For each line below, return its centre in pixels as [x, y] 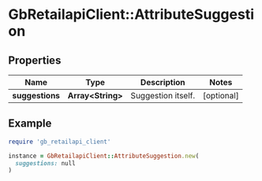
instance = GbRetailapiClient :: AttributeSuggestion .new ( [104, 156]
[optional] [221, 96]
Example [30, 124]
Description [163, 82]
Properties [35, 60]
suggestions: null [46, 163]
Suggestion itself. [163, 96]
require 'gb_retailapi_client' [60, 142]
